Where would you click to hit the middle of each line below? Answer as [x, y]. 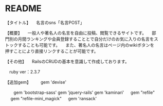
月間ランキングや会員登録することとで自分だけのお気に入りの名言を [86, 39]
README [23, 9]
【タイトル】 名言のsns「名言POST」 [45, 22]
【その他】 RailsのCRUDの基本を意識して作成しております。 [67, 61]
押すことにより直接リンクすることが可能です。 [52, 51]
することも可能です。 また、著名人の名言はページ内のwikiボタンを [86, 45]
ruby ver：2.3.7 [25, 71]
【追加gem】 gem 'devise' [36, 82]
